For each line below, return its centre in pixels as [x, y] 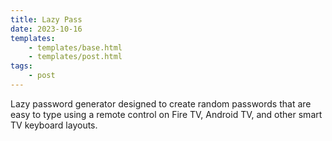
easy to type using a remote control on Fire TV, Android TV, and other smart [166, 114]
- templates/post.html [75, 57]
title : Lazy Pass [46, 19]
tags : [21, 66]
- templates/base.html [75, 47]
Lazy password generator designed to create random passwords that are [161, 103]
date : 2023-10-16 [46, 29]
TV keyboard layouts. [54, 125]
